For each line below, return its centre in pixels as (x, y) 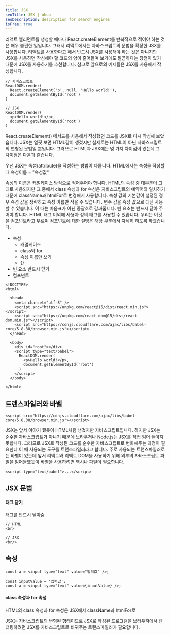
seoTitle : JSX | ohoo (28, 15)
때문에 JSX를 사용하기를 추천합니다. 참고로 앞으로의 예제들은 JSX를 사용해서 (81, 64)
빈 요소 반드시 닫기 (31, 269)
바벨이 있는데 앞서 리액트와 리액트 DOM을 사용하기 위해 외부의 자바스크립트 (85, 456)
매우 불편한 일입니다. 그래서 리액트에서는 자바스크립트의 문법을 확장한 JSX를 (86, 46)
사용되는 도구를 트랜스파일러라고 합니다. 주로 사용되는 (82, 449)
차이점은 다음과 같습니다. (30, 155)
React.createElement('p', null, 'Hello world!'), (63, 90)
